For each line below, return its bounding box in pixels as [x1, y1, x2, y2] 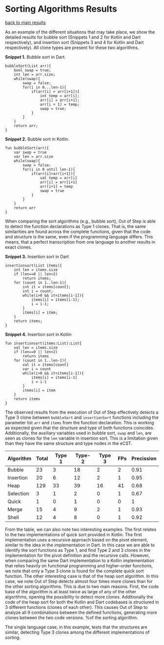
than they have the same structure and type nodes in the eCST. [5, 440, 133, 446]
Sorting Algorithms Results [5, 3, 117, 15]
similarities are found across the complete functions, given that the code [5, 229, 151, 234]
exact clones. [5, 244, 32, 250]
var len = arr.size [14, 154, 54, 159]
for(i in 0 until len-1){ [22, 167, 76, 172]
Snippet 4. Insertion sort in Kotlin [5, 331, 72, 337]
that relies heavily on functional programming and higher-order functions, [5, 562, 153, 568]
